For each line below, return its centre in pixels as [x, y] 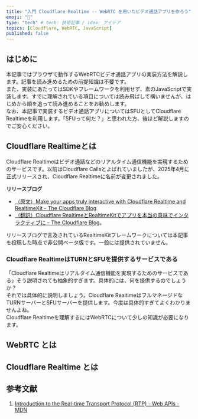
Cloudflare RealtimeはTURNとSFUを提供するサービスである [92, 259]
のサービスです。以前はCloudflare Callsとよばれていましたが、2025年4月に [98, 169]
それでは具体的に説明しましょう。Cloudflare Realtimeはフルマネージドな [95, 295]
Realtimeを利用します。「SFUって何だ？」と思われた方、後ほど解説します [95, 118]
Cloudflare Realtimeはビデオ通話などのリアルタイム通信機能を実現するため [97, 161]
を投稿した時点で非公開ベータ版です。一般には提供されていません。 [89, 242]
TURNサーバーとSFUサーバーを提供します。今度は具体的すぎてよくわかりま [98, 303]
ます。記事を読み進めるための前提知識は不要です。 [68, 81]
